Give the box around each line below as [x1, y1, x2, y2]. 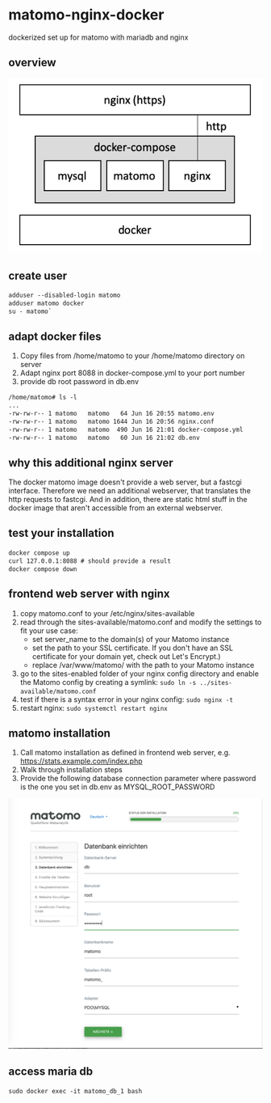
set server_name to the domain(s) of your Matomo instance [31, 634, 230, 644]
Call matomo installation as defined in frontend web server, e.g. [19, 748, 231, 758]
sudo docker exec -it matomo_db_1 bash [8, 1087, 143, 1095]
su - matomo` [8, 307, 52, 316]
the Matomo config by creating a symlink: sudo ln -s [19, 677, 197, 687]
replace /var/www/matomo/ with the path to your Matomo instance [31, 660, 255, 670]
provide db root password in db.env [19, 377, 140, 387]
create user [8, 268, 68, 282]
